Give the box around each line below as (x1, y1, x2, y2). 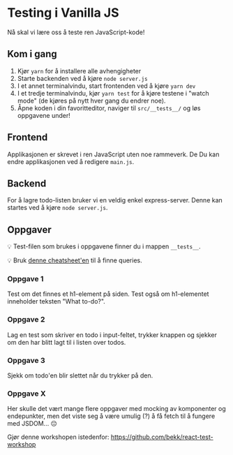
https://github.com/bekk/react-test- (110, 433, 214, 441)
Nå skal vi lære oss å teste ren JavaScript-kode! (7, 28, 145, 36)
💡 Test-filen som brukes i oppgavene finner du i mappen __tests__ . (7, 242, 201, 251)
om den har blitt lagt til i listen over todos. (7, 338, 126, 346)
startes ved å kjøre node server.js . (7, 204, 108, 212)
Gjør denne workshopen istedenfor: (7, 433, 110, 441)
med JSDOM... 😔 (7, 419, 57, 428)
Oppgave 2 (7, 315, 45, 325)
